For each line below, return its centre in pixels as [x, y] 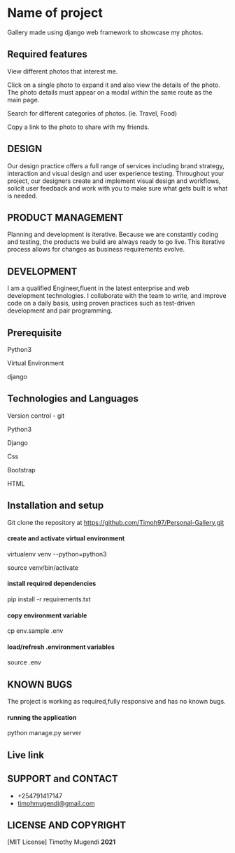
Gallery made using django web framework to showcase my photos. [105, 32]
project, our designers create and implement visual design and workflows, [114, 181]
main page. [23, 100]
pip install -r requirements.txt [49, 599]
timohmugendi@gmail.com [56, 803]
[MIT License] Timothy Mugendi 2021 [62, 842]
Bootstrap [22, 470]
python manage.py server [44, 733]
